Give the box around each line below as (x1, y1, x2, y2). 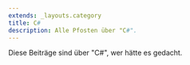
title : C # (8, 19, 42, 27)
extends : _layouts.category (8, 11, 102, 20)
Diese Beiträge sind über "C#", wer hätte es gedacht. (8, 48, 183, 58)
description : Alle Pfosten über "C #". (8, 26, 137, 34)
